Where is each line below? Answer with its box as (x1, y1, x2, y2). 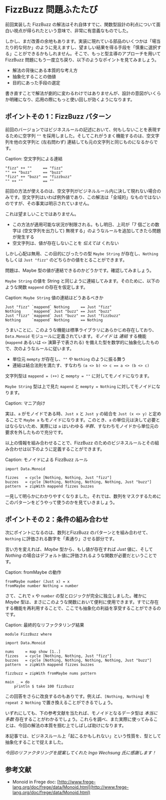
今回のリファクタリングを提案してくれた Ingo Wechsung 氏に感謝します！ (5, 749, 157, 755)
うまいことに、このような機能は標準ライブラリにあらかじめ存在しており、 (5, 327, 157, 333)
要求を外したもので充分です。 (5, 429, 66, 435)
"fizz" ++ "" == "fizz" (5, 165, 63, 171)
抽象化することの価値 (12, 73, 56, 79)
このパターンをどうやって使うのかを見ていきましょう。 (5, 499, 117, 505)
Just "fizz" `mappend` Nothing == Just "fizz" (5, 304, 112, 310)
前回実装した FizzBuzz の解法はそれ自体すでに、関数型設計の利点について (5, 21, 157, 27)
